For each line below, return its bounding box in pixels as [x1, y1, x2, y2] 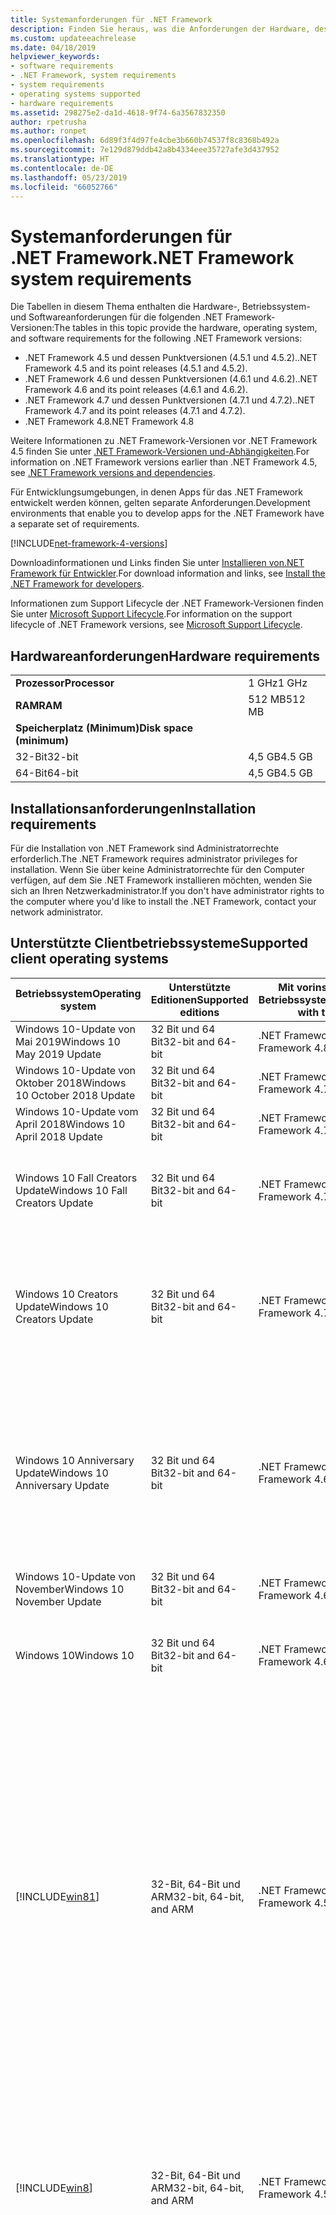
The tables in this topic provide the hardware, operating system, [53, 322, 318, 334]
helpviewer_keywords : [10, 52, 101, 62]
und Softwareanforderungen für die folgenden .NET [10, 311, 223, 323]
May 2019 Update [15, 1047, 102, 1061]
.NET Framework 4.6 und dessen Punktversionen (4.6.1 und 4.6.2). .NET [24, 373, 318, 385]
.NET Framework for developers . [10, 578, 145, 590]
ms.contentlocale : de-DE [10, 163, 114, 173]
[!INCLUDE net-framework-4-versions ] [10, 537, 168, 550]
